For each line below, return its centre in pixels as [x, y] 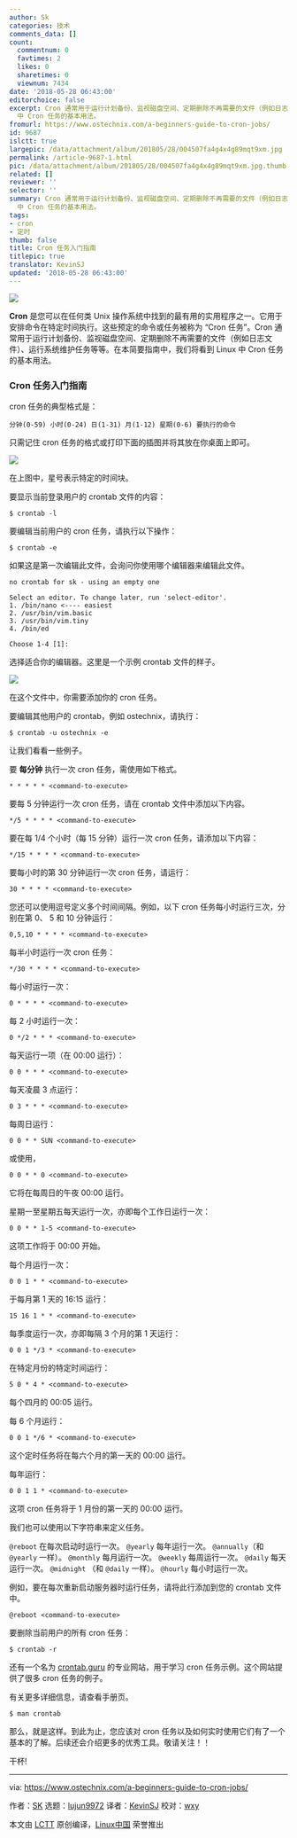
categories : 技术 [40, 26]
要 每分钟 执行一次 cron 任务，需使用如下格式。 [95, 770]
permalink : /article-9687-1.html [71, 157]
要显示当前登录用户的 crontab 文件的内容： [88, 497]
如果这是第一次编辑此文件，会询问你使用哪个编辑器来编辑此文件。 [129, 566]
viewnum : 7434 [43, 83]
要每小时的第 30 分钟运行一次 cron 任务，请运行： [100, 872]
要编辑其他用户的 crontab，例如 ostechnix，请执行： [105, 716]
